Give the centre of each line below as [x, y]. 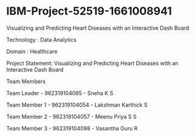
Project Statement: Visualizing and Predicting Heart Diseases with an [92, 63]
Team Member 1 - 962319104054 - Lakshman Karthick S [77, 105]
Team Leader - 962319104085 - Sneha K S [60, 93]
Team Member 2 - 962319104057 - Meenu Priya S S [71, 116]
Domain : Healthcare [32, 51]
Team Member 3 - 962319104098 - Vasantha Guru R [72, 128]
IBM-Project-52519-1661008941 [89, 11]
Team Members [26, 81]
